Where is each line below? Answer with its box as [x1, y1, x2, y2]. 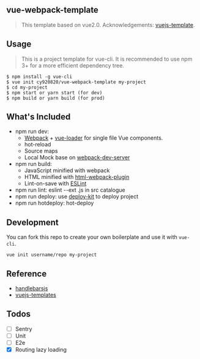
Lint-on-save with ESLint [24, 180, 87, 187]
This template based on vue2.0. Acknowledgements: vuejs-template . [21, 21, 195, 28]
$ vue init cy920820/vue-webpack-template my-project [6, 79, 147, 85]
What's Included [6, 111, 71, 122]
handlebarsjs [15, 285, 48, 292]
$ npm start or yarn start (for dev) [6, 89, 103, 96]
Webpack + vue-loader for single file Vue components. [24, 134, 163, 142]
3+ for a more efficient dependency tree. [21, 61, 124, 69]
